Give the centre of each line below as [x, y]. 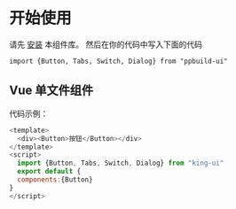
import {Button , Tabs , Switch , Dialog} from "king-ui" [121, 163]
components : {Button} [55, 180]
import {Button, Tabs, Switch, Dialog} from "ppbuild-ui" [118, 61]
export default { [49, 172]
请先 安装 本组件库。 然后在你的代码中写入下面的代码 [106, 44]
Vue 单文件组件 [51, 91]
